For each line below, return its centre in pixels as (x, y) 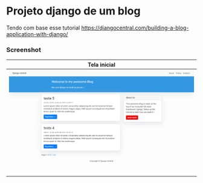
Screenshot (24, 49)
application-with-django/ (37, 34)
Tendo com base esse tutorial (43, 28)
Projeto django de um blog (73, 11)
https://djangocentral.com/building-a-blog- (135, 28)
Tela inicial (101, 64)
